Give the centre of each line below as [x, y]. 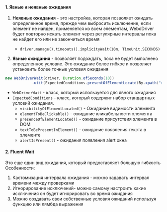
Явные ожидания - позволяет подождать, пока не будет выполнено [85, 59]
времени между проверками [43, 183]
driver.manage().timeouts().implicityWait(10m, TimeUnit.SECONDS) [90, 49]
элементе [30, 135]
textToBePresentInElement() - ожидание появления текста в [83, 129]
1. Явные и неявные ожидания [38, 7]
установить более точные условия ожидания [60, 69]
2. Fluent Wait [20, 152]
